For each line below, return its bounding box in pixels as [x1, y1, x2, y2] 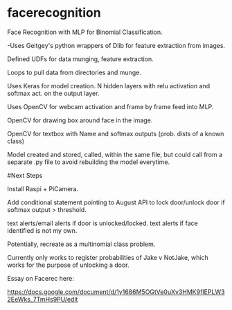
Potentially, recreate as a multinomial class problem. [7, 240, 156, 248]
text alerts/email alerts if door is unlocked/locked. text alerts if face [7, 219, 199, 227]
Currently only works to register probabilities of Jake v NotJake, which [7, 253, 209, 261]
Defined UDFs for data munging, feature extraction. [7, 54, 154, 63]
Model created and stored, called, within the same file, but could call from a [7, 150, 223, 158]
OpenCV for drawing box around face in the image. [7, 116, 153, 124]
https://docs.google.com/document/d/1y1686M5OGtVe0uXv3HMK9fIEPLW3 [7, 287, 225, 296]
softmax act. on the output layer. [7, 89, 100, 97]
